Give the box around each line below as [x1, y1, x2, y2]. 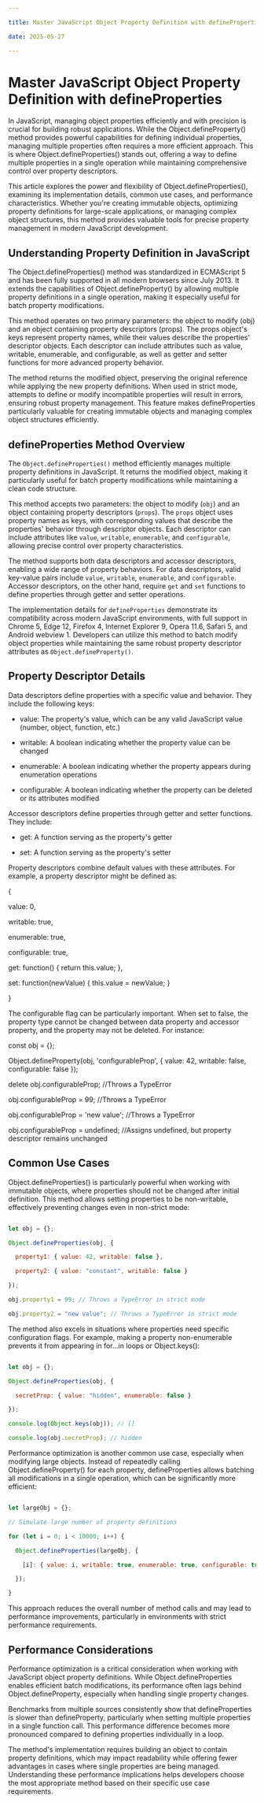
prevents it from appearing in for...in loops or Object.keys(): [8, 1341, 200, 1350]
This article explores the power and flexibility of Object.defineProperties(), [8, 182, 249, 191]
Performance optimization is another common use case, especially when [8, 1449, 244, 1458]
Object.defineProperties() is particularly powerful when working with [8, 1177, 230, 1186]
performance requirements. [8, 1620, 97, 1630]
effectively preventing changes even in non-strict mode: [8, 1202, 190, 1212]
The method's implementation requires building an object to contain [8, 1745, 228, 1754]
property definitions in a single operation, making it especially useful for [8, 292, 241, 302]
